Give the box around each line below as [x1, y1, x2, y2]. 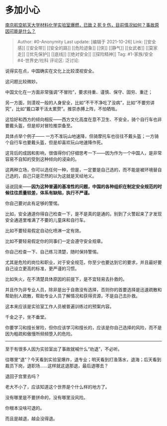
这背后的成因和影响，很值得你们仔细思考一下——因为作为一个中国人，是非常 [5, 150, 162, 156]
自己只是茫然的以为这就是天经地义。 [22, 172, 97, 179]
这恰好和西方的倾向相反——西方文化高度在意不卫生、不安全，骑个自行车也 [5, 116, 158, 122]
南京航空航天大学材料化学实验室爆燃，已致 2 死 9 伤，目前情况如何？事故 [5, 22, 155, 28]
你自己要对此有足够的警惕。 [5, 200, 62, 206]
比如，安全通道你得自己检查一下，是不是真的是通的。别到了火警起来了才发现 [5, 211, 162, 217]
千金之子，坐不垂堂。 [5, 314, 49, 320]
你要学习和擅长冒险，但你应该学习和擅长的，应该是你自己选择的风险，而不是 [5, 324, 162, 331]
